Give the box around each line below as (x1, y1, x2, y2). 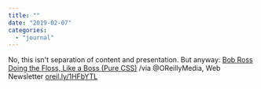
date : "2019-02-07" (8, 19, 72, 27)
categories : (8, 26, 47, 34)
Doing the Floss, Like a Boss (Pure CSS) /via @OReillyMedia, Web (8, 64, 221, 73)
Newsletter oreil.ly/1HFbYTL (8, 72, 98, 81)
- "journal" (15, 33, 55, 42)
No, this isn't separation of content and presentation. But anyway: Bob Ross (8, 55, 253, 65)
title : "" (8, 11, 41, 20)
